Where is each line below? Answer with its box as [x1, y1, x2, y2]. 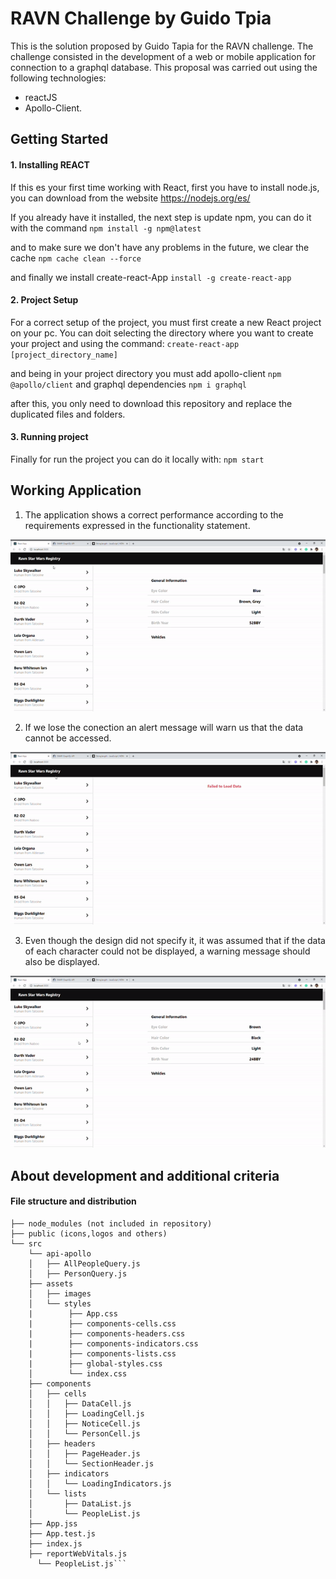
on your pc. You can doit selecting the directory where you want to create [10, 327, 314, 339]
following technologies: [10, 72, 107, 84]
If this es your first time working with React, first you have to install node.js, [10, 181, 320, 193]
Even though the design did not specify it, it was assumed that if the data [24, 934, 326, 946]
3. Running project [10, 431, 89, 443]
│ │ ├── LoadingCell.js [28, 1408, 145, 1419]
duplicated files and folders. [10, 408, 126, 420]
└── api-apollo [28, 1248, 92, 1259]
